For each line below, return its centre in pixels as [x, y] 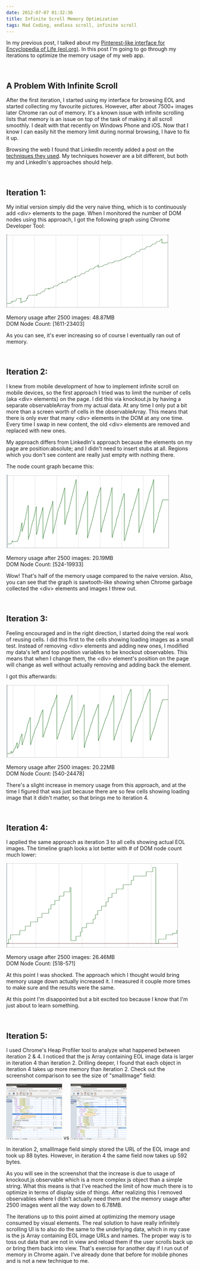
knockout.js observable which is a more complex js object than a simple [94, 1180]
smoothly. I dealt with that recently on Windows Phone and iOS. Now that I [97, 126]
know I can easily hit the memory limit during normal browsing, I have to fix [98, 132]
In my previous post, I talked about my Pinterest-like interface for [86, 43]
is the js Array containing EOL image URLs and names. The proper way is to [99, 1235]
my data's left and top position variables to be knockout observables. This [97, 652]
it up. [12, 138]
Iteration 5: [27, 1036]
